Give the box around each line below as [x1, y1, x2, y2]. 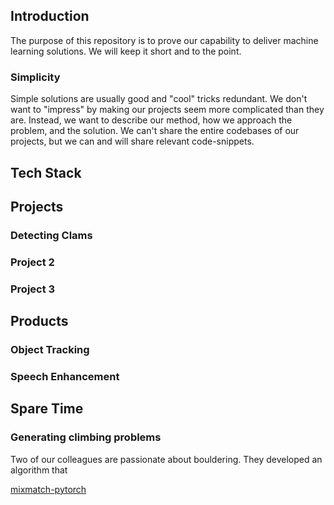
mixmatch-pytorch [10, 483, 87, 495]
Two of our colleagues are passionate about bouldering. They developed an [10, 453, 323, 465]
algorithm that [10, 464, 68, 476]
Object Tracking [10, 342, 90, 356]
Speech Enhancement [10, 369, 120, 383]
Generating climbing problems [10, 430, 162, 444]
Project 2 [10, 255, 55, 269]
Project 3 [10, 282, 56, 296]
